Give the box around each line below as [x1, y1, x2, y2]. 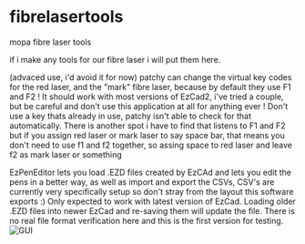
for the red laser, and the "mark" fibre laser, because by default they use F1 [9, 81, 291, 92]
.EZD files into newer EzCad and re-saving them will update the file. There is [9, 205, 296, 216]
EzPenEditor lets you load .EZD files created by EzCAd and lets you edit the [9, 167, 291, 178]
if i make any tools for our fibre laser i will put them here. [9, 54, 221, 65]
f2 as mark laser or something [9, 148, 123, 160]
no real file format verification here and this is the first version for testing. [9, 215, 284, 226]
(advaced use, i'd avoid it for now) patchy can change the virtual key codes [9, 71, 292, 83]
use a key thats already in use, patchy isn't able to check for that [9, 110, 252, 121]
